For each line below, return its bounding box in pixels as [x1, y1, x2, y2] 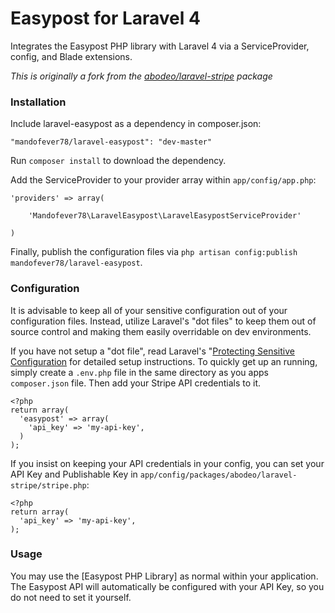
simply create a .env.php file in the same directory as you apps [10, 366, 269, 378]
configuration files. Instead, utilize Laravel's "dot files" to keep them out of [10, 315, 317, 327]
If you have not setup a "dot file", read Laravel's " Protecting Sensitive [10, 345, 295, 357]
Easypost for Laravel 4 [10, 7, 201, 30]
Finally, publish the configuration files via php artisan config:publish [10, 246, 298, 258]
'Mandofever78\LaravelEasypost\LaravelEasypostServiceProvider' [28, 211, 302, 221]
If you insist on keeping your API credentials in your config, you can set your [10, 457, 325, 469]
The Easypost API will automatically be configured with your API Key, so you [10, 580, 325, 592]
